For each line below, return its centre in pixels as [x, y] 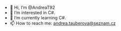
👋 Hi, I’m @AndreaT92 [32, 8]
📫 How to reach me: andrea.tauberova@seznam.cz [63, 23]
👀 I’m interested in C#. [32, 13]
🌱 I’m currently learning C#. [38, 18]
